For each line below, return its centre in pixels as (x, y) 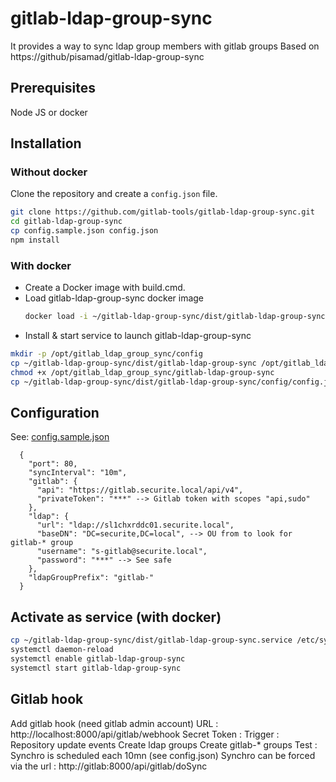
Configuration (55, 413)
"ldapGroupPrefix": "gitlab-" (91, 578)
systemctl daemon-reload (62, 650)
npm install (35, 240)
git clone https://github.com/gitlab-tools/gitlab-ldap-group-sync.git (162, 212)
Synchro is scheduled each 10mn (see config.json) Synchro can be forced (163, 755)
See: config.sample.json (60, 437)
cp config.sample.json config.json (84, 231)
